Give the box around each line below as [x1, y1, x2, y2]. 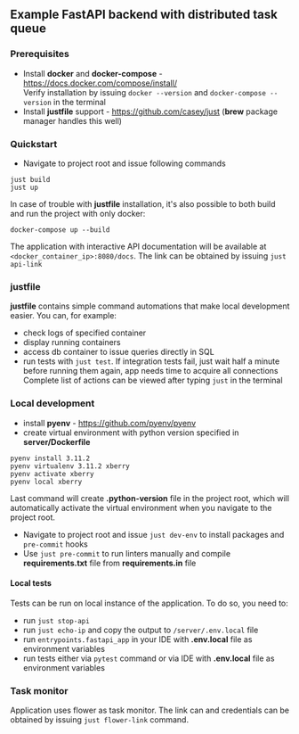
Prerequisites [10, 48, 69, 61]
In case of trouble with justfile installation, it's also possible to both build [10, 198, 276, 209]
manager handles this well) [22, 115, 123, 126]
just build [10, 175, 51, 184]
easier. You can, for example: [10, 310, 117, 321]
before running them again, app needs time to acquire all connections [22, 366, 279, 376]
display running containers [22, 337, 121, 348]
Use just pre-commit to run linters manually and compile [22, 548, 230, 558]
